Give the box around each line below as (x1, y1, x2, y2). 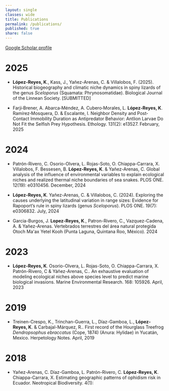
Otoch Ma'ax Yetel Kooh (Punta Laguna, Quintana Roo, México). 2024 (12, 228, 158, 235)
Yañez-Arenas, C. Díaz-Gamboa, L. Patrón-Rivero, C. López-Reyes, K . (12, 369, 159, 375)
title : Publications (5, 17, 49, 22)
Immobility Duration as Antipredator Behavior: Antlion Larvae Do (30, 116, 163, 122)
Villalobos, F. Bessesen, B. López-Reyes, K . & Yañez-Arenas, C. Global (12, 166, 160, 172)
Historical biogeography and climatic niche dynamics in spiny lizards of (12, 84, 161, 90)
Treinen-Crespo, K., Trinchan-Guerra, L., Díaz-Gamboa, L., (12, 318, 135, 324)
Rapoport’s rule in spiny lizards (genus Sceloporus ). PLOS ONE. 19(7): (12, 202, 157, 208)
